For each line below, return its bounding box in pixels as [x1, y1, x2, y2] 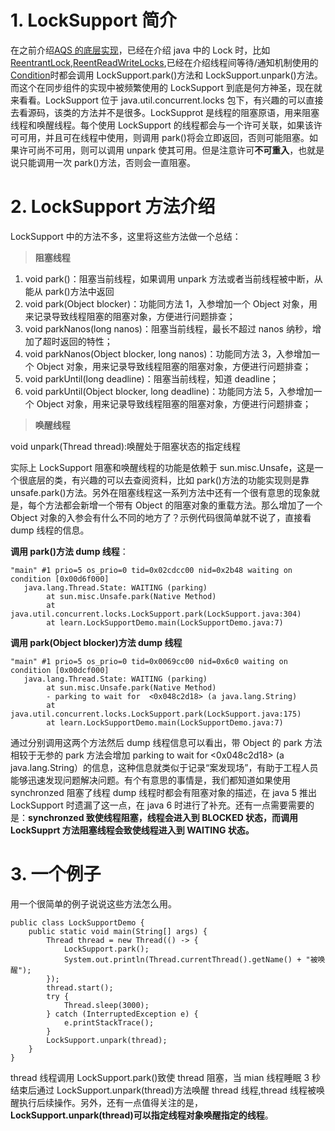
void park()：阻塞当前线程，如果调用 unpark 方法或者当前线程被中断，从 [24, 272, 323, 285]
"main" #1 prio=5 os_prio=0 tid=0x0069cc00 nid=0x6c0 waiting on [10, 656, 288, 666]
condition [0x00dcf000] [10, 665, 110, 675]
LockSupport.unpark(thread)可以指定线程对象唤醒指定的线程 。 [10, 1109, 274, 1121]
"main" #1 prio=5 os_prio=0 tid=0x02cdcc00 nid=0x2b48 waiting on [10, 565, 293, 575]
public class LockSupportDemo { [10, 917, 145, 928]
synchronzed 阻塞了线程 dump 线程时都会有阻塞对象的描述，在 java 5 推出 [10, 786, 318, 798]
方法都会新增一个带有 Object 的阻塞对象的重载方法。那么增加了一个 [44, 499, 323, 511]
